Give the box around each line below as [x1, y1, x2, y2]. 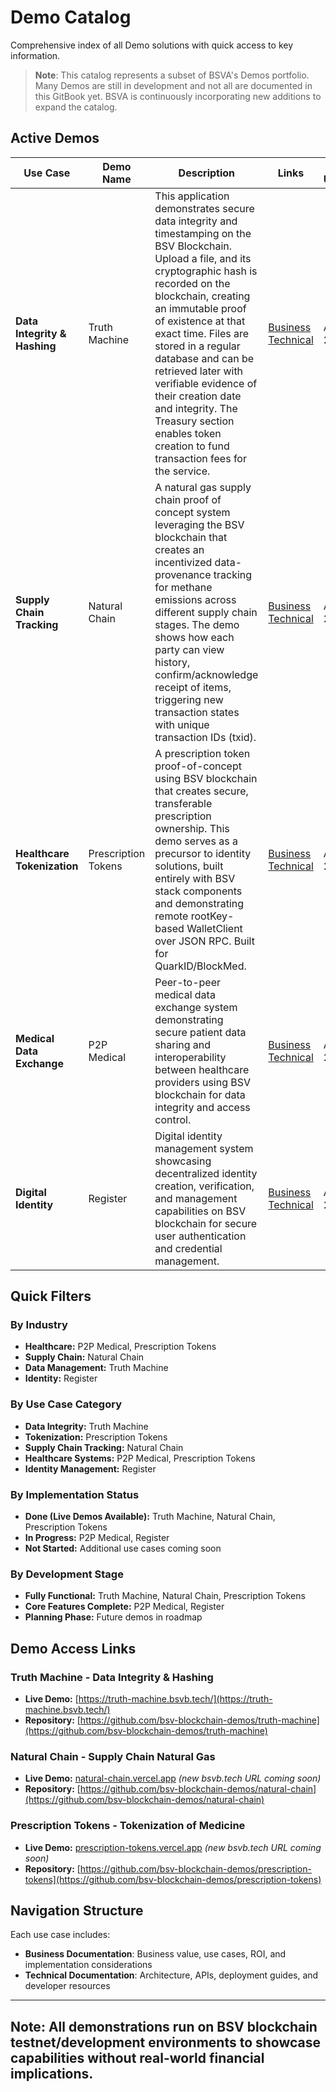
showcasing [154, 1154, 212, 1168]
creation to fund [154, 439, 230, 453]
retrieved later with [154, 364, 244, 378]
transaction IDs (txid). [154, 730, 257, 744]
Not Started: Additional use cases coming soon [24, 1542, 222, 1555]
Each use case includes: [10, 1929, 111, 1941]
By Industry [10, 1318, 68, 1332]
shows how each [154, 630, 235, 644]
